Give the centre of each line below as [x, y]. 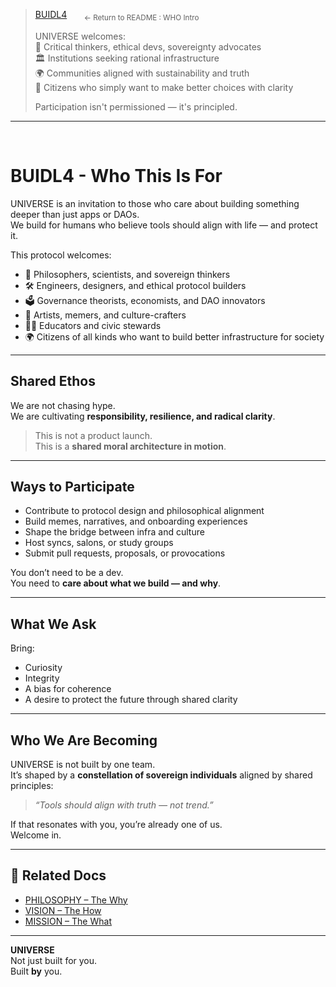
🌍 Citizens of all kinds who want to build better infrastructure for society [174, 336]
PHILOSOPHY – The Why [76, 900]
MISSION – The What [68, 921]
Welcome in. [36, 835]
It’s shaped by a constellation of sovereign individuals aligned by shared [161, 775]
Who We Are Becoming [84, 740]
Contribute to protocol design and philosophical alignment [144, 511]
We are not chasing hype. [63, 405]
